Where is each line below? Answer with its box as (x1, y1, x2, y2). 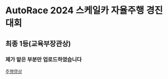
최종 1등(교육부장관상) (5, 39, 71, 48)
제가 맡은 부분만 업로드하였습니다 (5, 56, 82, 63)
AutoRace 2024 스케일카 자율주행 (5, 5, 144, 16)
